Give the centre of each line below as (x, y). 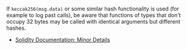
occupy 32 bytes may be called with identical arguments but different (94, 21)
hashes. (16, 28)
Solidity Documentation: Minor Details (63, 40)
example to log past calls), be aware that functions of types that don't (94, 15)
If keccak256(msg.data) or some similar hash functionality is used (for (93, 9)
